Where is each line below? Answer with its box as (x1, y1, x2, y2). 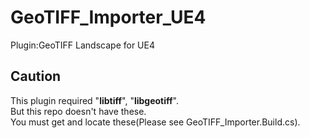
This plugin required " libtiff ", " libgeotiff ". (10, 94, 179, 106)
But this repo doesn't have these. (10, 105, 147, 117)
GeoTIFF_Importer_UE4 (10, 6, 207, 29)
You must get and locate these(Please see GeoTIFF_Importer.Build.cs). (10, 116, 301, 128)
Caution (10, 68, 62, 85)
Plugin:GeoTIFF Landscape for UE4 (10, 39, 155, 51)
